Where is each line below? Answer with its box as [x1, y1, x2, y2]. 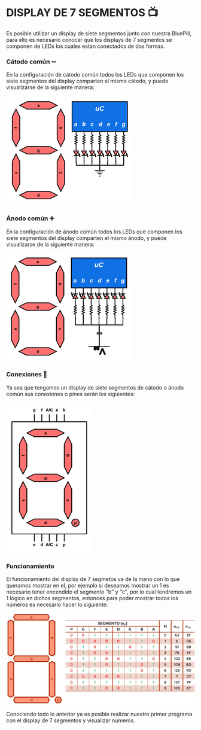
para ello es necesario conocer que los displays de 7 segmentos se [6, 36, 172, 43]
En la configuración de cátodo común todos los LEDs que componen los [6, 71, 184, 78]
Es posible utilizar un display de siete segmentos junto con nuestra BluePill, [6, 29, 192, 37]
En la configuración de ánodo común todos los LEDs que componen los [6, 228, 182, 235]
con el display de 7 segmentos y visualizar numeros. [6, 717, 136, 724]
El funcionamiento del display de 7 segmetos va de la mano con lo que [6, 576, 180, 583]
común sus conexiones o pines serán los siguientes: [6, 390, 135, 397]
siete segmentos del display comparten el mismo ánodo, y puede [6, 234, 167, 241]
